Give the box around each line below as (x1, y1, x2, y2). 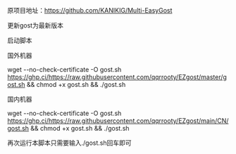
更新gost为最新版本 (7, 21, 63, 30)
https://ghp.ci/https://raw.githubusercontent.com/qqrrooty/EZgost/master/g (7, 73, 228, 81)
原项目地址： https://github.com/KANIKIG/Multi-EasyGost (7, 6, 173, 14)
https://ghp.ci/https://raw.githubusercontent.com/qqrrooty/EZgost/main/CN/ (7, 117, 229, 125)
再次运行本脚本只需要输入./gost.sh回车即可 (7, 138, 132, 147)
